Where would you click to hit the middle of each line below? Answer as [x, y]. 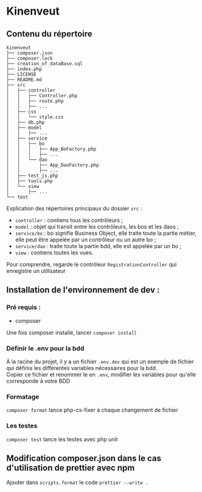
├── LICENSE [21, 74]
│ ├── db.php [26, 123]
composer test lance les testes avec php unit [62, 439]
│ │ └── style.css [35, 117]
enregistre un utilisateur [36, 271]
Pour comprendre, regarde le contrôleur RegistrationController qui [92, 264]
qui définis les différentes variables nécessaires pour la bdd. [82, 368]
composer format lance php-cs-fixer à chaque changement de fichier [92, 410]
